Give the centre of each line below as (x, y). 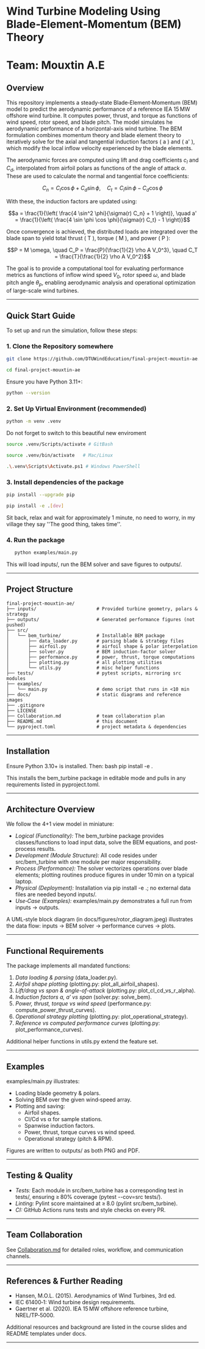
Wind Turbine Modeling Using (83, 11)
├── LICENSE (21, 711)
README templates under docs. (46, 1334)
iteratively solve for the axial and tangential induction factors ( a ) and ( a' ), (101, 142)
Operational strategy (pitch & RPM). (69, 1138)
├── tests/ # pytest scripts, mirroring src (94, 673)
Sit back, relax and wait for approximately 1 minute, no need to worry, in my (101, 517)
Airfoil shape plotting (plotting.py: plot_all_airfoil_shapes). (87, 984)
